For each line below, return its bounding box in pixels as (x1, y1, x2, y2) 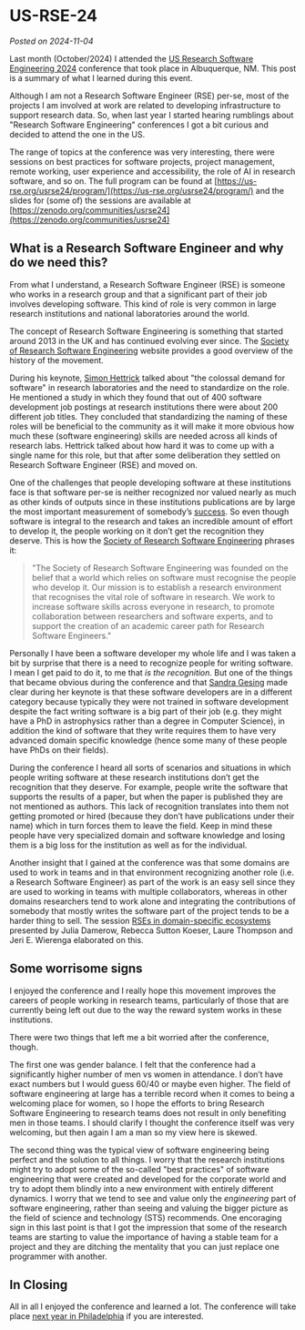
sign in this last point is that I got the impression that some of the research (9, 1222, 288, 1233)
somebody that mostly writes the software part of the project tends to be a (9, 905, 290, 916)
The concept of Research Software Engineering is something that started (9, 325, 284, 337)
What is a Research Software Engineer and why (9, 240, 284, 256)
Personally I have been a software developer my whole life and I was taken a (9, 647, 297, 658)
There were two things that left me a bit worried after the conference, (9, 1031, 269, 1042)
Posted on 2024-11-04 (9, 36, 94, 46)
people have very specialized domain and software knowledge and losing (9, 829, 285, 840)
